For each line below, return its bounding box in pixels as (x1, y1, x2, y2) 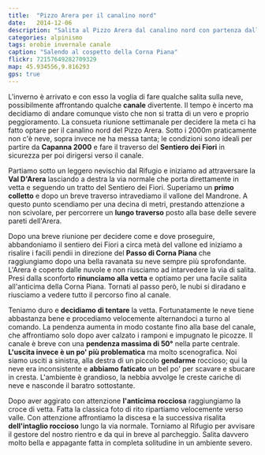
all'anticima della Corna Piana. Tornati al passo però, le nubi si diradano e (8, 282, 247, 291)
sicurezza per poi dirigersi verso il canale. (8, 151, 144, 160)
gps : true (8, 70, 41, 78)
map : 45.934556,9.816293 (8, 63, 90, 71)
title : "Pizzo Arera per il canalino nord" (8, 11, 157, 20)
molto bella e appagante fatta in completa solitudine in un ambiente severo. (8, 438, 252, 447)
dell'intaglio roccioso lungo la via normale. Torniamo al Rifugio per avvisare (8, 421, 256, 431)
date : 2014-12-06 (8, 19, 73, 27)
